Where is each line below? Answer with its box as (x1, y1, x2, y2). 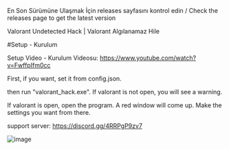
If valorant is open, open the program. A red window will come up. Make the (7, 101, 222, 109)
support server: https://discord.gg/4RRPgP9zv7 (7, 122, 143, 130)
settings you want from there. (7, 109, 91, 116)
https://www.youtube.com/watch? (99, 54, 197, 62)
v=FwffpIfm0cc (7, 61, 51, 69)
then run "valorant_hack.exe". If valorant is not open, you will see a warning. (7, 88, 223, 96)
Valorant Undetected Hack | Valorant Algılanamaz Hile (7, 28, 160, 35)
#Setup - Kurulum (7, 41, 58, 48)
